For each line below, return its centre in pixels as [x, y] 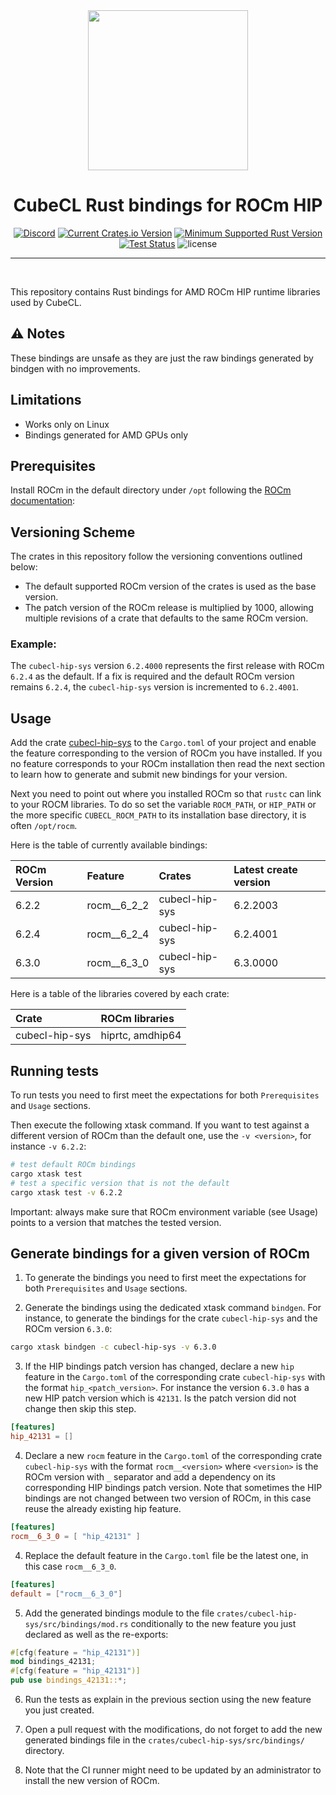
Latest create [265, 870]
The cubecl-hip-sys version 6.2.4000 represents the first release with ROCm [167, 666]
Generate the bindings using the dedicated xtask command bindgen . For [173, 1308]
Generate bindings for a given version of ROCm [160, 1253]
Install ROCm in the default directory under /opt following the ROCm [151, 490]
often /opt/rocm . [44, 826]
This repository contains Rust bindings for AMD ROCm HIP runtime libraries [165, 291]
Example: [33, 644]
